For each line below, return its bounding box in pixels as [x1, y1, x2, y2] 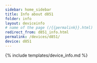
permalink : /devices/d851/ [5, 35, 60, 40]
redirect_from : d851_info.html [5, 30, 69, 35]
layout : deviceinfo [5, 21, 45, 26]
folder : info [5, 16, 32, 21]
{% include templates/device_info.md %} [5, 52, 88, 58]
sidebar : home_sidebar [5, 7, 51, 12]
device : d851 [5, 39, 32, 44]
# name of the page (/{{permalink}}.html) [5, 25, 93, 30]
